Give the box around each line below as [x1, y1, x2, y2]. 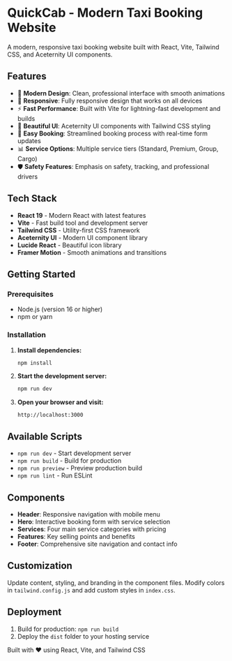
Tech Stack [7, 193, 57, 205]
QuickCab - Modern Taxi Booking [7, 5, 203, 21]
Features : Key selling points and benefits [17, 532, 136, 540]
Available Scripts [7, 431, 82, 443]
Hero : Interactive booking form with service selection [17, 517, 171, 526]
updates [17, 136, 42, 144]
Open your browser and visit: [17, 398, 104, 406]
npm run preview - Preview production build [17, 464, 143, 473]
